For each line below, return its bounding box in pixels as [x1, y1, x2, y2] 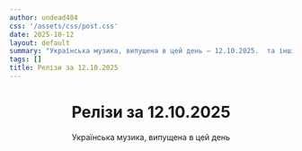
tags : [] [9, 55, 42, 64]
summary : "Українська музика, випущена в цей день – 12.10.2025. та [9, 47, 276, 56]
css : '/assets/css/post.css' [9, 22, 119, 31]
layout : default [9, 38, 70, 48]
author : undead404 [9, 13, 78, 22]
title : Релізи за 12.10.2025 [9, 64, 119, 73]
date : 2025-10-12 [9, 30, 75, 39]
